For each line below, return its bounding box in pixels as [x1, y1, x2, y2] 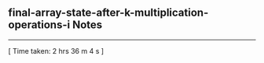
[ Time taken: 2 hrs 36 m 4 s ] [8, 46, 104, 55]
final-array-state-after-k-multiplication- [8, 6, 209, 19]
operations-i [8, 19, 71, 32]
